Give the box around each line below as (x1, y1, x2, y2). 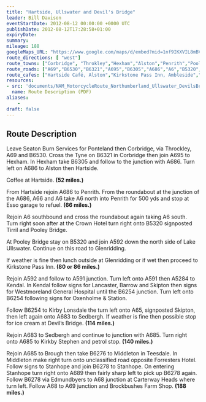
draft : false (6, 106, 40, 112)
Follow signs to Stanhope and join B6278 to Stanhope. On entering (6, 363, 175, 370)
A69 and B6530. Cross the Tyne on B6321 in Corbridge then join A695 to (6, 152, 190, 159)
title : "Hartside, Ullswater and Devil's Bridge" (6, 9, 136, 15)
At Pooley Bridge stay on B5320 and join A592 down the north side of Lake (6, 238, 196, 245)
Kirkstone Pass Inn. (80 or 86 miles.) (6, 263, 100, 271)
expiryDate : (6, 32, 37, 38)
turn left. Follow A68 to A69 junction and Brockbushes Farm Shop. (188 (6, 382, 187, 390)
